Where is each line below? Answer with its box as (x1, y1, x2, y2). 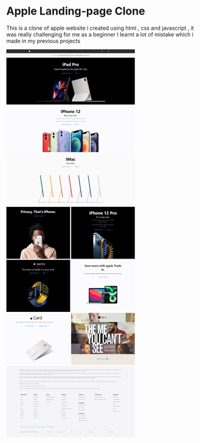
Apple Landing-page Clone (6, 4, 145, 18)
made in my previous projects (6, 37, 81, 44)
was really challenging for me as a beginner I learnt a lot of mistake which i (6, 30, 193, 38)
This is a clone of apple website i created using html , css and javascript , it (6, 24, 195, 32)
